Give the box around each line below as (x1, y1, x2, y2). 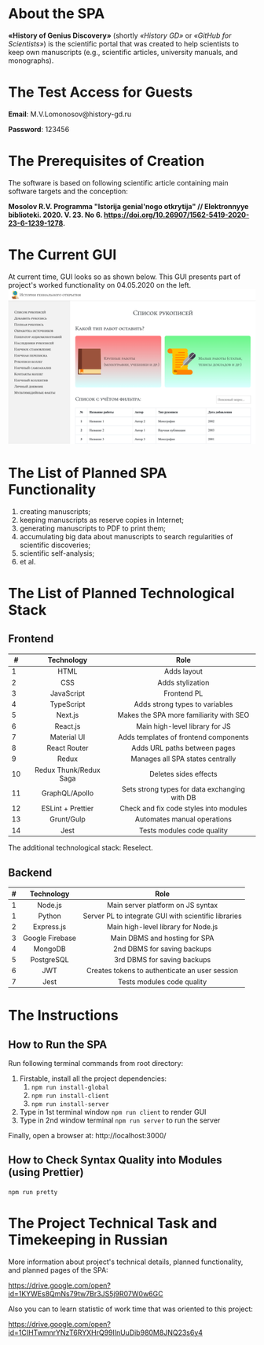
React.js (54, 721, 81, 731)
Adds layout (163, 667, 203, 676)
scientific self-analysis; (19, 548, 95, 558)
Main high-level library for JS (136, 721, 231, 731)
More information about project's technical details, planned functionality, (8, 1257, 244, 1266)
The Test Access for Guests (8, 83, 193, 101)
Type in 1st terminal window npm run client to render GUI (19, 1108, 207, 1116)
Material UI (49, 732, 86, 741)
